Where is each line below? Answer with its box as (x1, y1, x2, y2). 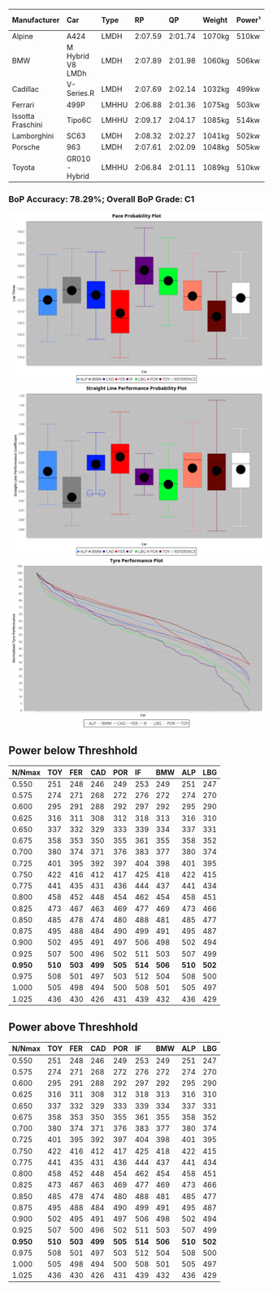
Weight (202, 15, 228, 24)
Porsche (11, 142, 41, 152)
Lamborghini (11, 131, 54, 141)
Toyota (11, 162, 35, 172)
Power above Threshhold (8, 1020, 138, 1034)
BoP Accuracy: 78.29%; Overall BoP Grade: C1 (8, 193, 195, 204)
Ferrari (11, 99, 35, 110)
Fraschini (11, 120, 43, 129)
